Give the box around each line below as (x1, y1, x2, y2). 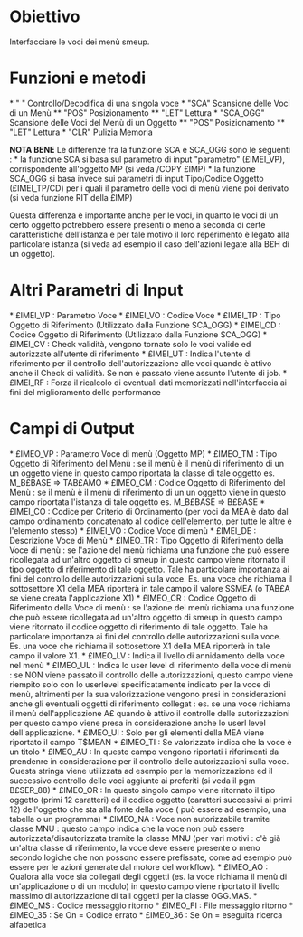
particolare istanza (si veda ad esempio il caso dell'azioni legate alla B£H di (9, 238, 289, 250)
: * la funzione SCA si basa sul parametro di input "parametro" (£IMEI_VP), (9, 154, 285, 165)
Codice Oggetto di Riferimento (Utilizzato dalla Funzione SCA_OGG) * (9, 328, 268, 340)
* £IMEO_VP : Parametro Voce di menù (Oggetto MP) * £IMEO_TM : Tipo (9, 448, 278, 459)
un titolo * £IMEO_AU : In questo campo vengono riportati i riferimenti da (9, 746, 279, 757)
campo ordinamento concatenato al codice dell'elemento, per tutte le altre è (9, 516, 292, 526)
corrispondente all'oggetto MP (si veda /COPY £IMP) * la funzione (9, 163, 256, 174)
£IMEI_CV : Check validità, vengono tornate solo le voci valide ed (9, 338, 251, 349)
